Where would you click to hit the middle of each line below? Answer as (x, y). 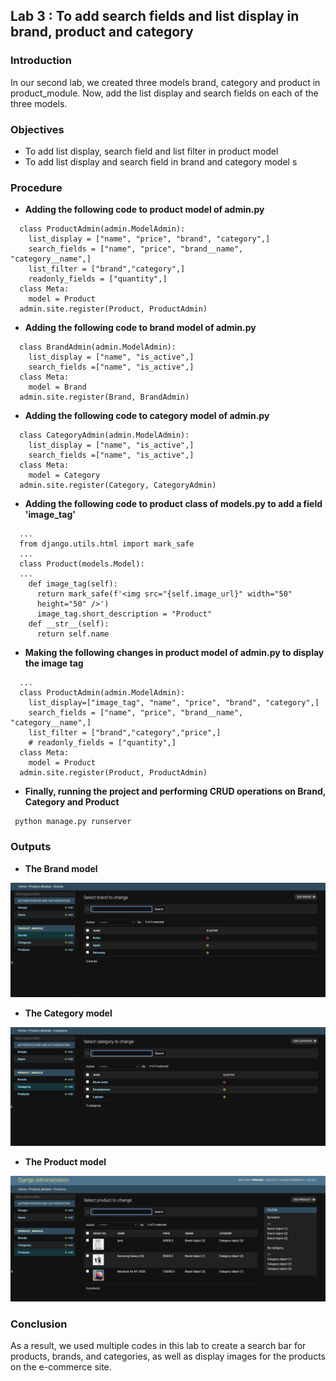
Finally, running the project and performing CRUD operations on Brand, (175, 791)
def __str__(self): (69, 624)
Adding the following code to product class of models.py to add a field (173, 504)
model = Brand (57, 387)
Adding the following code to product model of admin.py (144, 210)
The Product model (65, 1162)
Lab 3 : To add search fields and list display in (155, 16)
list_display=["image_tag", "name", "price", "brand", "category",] (174, 703)
